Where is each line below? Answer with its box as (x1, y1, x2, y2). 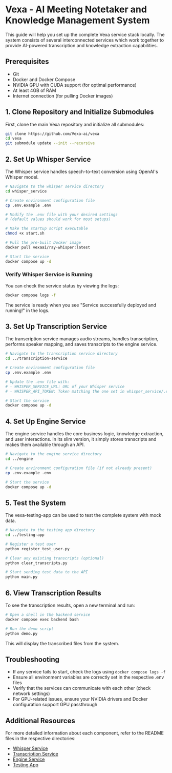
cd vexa (5, 136, 22, 141)
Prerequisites (5, 57, 49, 66)
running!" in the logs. (5, 307, 50, 314)
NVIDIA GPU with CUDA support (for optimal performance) (12, 82, 137, 88)
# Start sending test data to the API (5, 570, 88, 575)
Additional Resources (5, 716, 75, 725)
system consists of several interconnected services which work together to (5, 37, 164, 43)
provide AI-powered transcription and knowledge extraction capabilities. (5, 42, 158, 48)
